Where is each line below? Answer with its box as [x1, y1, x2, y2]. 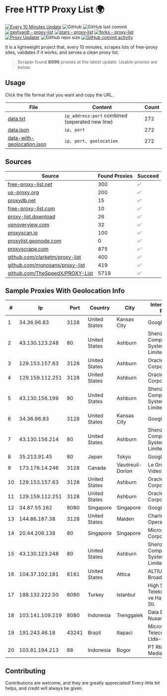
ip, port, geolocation [64, 138, 118, 144]
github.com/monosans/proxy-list [7, 262, 85, 269]
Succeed [137, 172, 159, 179]
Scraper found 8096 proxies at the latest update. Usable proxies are [17, 59, 158, 65]
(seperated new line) [64, 118, 113, 125]
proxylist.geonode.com [7, 237, 62, 244]
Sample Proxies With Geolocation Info [5, 287, 125, 295]
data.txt [7, 115, 26, 122]
